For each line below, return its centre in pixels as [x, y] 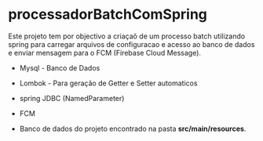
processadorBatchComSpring [108, 14]
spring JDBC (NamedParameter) [72, 98]
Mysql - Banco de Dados [60, 67]
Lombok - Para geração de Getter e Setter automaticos [108, 83]
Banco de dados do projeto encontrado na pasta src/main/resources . [133, 128]
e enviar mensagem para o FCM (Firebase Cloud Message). [105, 52]
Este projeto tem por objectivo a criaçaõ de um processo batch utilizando [127, 36]
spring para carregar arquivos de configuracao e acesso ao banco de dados [131, 44]
